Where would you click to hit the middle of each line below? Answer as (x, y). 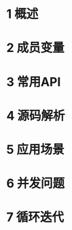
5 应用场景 (36, 150)
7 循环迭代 (35, 217)
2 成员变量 (36, 48)
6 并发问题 (36, 184)
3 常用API (34, 82)
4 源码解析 (36, 115)
